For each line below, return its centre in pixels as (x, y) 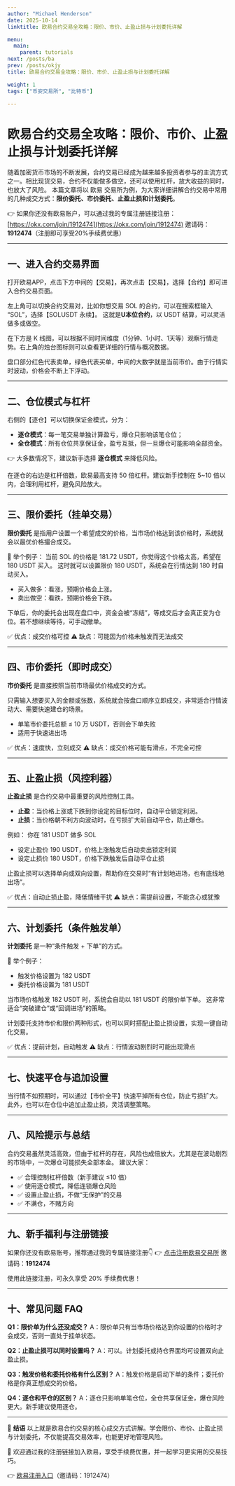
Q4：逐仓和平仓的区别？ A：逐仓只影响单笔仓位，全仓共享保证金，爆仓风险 (116, 1398)
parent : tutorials (47, 53)
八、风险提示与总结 (49, 1135)
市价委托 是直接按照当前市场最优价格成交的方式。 (79, 685)
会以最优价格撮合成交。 (41, 542)
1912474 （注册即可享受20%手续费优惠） (66, 233)
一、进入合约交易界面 (53, 264)
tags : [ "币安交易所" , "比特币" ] (50, 91)
